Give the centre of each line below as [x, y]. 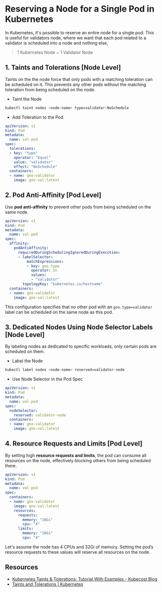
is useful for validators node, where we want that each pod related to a [76, 38]
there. [11, 465]
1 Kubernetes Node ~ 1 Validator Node [55, 52]
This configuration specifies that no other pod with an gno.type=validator [79, 307]
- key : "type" [24, 153]
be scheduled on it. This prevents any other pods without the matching [76, 84]
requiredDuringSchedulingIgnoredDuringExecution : [69, 252]
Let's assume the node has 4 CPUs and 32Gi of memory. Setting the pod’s [79, 547]
